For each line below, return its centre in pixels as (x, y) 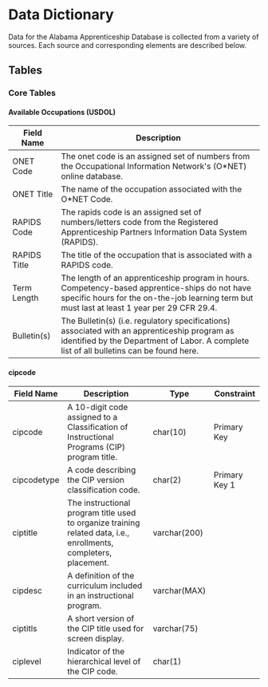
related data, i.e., (99, 532)
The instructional (99, 503)
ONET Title (33, 195)
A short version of (101, 618)
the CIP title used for (106, 628)
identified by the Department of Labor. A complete (155, 341)
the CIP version (96, 480)
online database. (92, 176)
